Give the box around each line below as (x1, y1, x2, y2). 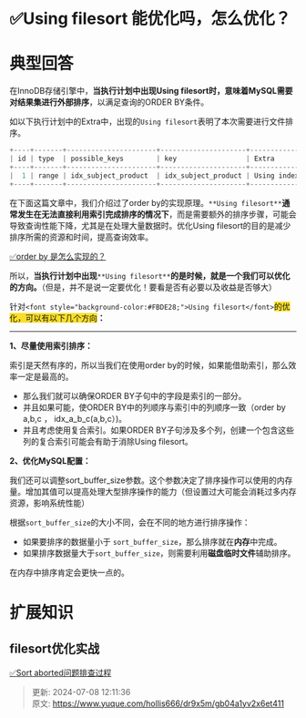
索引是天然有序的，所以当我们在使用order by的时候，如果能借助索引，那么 (9, 359, 289, 370)
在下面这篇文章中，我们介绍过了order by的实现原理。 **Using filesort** (9, 197, 282, 208)
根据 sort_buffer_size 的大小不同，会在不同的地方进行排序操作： (9, 517, 250, 528)
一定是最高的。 (16, 371, 74, 382)
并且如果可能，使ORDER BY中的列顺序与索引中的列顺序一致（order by (22, 402, 287, 413)
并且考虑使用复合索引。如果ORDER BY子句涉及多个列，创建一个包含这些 (22, 425, 294, 436)
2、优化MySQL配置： (9, 455, 91, 466)
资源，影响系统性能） (9, 497, 89, 508)
